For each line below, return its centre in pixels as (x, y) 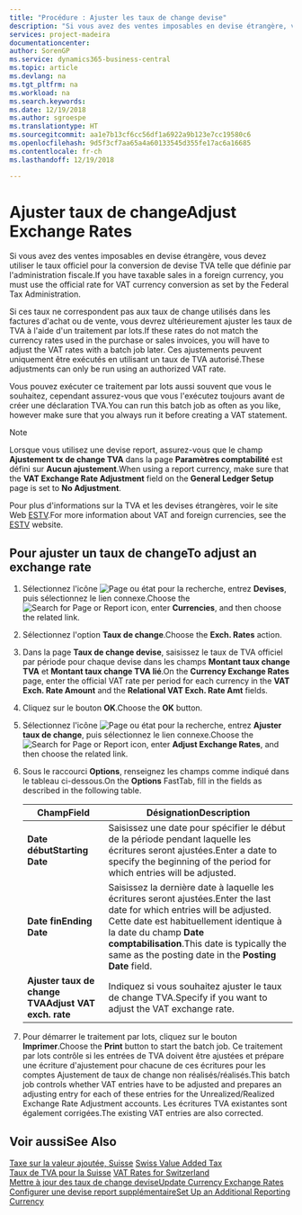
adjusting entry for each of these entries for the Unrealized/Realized (148, 1094)
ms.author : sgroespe (48, 118)
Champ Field (63, 813)
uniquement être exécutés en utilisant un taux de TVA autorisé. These (137, 360)
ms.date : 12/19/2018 (48, 110)
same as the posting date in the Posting (192, 955)
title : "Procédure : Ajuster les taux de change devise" (118, 18)
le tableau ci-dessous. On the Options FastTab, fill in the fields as (142, 781)
